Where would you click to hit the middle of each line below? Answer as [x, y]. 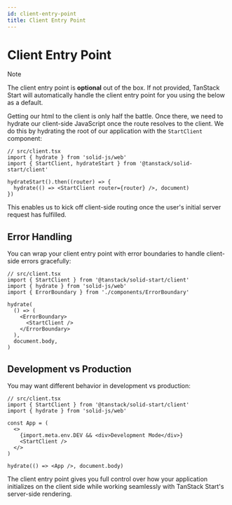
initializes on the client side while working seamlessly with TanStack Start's [116, 487]
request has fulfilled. [37, 215]
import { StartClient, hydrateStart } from [72, 164]
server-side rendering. [40, 494]
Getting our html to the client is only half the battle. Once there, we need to [115, 116]
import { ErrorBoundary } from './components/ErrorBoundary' [98, 292]
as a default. [25, 103]
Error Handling [40, 236]
